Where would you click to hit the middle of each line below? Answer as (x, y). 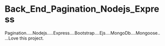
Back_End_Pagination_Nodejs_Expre (82, 9)
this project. (32, 38)
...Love (11, 38)
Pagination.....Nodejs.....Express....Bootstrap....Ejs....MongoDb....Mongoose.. (82, 33)
